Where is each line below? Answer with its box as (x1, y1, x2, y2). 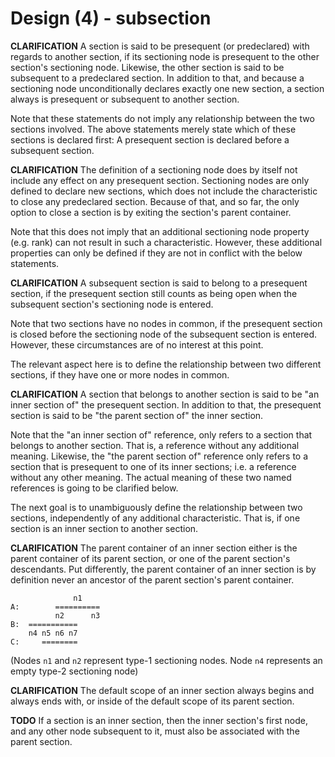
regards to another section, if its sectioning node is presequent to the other (10, 50, 320, 62)
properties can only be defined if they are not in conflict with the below (10, 247, 303, 259)
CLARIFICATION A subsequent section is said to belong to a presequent (10, 277, 308, 289)
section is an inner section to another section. (10, 522, 199, 534)
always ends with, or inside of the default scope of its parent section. (10, 695, 295, 707)
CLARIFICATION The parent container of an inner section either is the (10, 542, 298, 554)
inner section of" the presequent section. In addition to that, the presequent (10, 398, 322, 411)
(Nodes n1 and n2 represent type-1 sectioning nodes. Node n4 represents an (10, 654, 323, 666)
